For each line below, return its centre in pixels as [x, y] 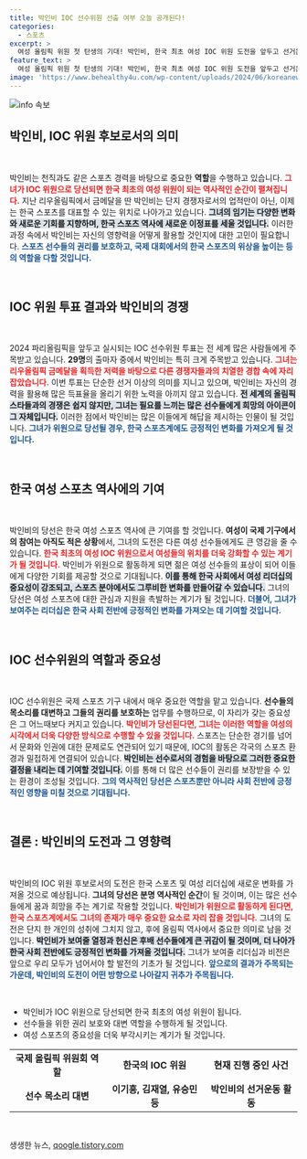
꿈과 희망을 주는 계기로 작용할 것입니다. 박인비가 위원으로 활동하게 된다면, [164, 906]
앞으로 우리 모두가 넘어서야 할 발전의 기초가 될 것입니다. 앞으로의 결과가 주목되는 [152, 963]
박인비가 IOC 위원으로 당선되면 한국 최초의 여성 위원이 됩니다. [132, 1012]
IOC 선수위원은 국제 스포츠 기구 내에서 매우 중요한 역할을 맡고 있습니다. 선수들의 [152, 701]
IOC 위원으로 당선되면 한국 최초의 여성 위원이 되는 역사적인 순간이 [141, 189]
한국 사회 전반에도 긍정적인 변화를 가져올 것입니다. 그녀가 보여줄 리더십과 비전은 [150, 952]
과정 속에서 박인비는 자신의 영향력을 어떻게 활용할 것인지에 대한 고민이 [134, 235]
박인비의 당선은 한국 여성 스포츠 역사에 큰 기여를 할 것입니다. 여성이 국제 [137, 530]
